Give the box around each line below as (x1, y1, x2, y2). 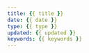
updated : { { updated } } (7, 29, 76, 36)
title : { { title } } (7, 10, 64, 17)
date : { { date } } (7, 17, 58, 23)
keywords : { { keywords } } (7, 36, 82, 43)
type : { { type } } (7, 23, 58, 30)
